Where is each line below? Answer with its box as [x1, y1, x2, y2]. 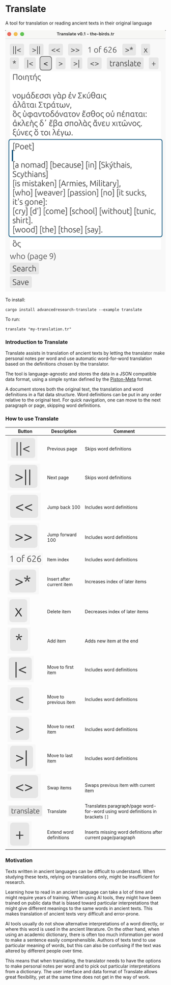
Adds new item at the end [84, 638, 138, 644]
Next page [47, 474, 69, 481]
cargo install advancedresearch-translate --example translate [5, 307, 142, 313]
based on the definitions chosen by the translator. [5, 361, 109, 367]
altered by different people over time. [5, 948, 83, 954]
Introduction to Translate [5, 339, 68, 346]
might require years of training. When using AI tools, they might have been [5, 895, 161, 901]
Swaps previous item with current [84, 782, 155, 788]
